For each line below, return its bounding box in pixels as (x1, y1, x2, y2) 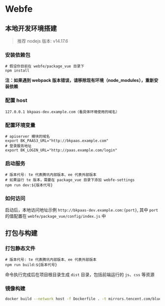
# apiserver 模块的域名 (5, 134, 50, 139)
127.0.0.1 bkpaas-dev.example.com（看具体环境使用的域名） (5, 109, 119, 114)
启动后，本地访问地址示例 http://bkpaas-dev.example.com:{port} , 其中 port (5, 207, 159, 213)
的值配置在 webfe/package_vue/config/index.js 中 (5, 213, 107, 219)
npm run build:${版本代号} (5, 262, 57, 268)
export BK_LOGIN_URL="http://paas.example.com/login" (5, 148, 118, 153)
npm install (5, 68, 29, 73)
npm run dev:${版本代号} (5, 183, 53, 188)
